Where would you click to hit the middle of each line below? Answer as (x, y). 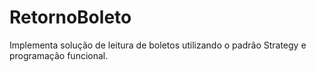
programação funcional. (59, 55)
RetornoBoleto (70, 17)
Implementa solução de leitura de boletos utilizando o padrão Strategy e (158, 45)
